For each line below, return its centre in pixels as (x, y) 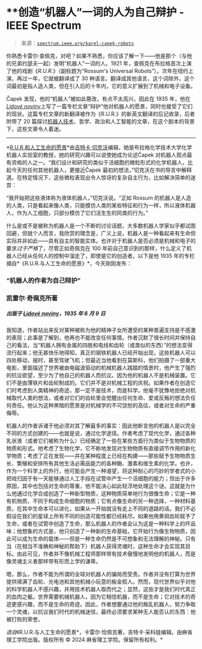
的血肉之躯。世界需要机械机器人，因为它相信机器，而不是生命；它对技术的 (98, 597)
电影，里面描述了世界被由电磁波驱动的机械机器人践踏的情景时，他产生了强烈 (101, 368)
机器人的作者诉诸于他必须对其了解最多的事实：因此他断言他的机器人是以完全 (101, 425)
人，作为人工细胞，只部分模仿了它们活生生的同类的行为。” (77, 213)
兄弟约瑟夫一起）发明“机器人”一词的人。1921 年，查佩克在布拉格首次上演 (101, 63)
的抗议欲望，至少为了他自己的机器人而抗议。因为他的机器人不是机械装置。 (98, 375)
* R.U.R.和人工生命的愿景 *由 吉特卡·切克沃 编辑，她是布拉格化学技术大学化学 (99, 147)
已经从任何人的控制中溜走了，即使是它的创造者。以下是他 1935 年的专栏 (106, 256)
